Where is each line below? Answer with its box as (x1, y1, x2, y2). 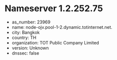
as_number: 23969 (11, 19, 50, 25)
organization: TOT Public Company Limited (11, 40, 99, 45)
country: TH (11, 35, 37, 40)
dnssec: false (11, 50, 39, 56)
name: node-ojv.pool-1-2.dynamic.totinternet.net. (11, 24, 113, 30)
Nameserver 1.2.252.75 (4, 3, 103, 14)
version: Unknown (11, 45, 49, 51)
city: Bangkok (11, 29, 40, 35)
